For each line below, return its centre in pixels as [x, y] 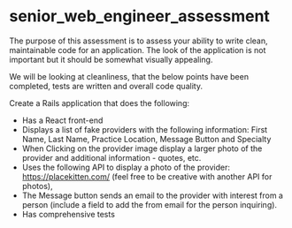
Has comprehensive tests [68, 214]
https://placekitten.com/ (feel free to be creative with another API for [147, 176]
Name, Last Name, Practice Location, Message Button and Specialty [146, 139]
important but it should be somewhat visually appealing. [111, 59]
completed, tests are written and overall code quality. [106, 86]
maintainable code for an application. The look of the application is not [138, 49]
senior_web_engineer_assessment [139, 16]
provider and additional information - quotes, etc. [111, 157]
